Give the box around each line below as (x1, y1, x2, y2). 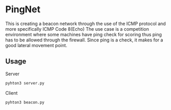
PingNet (5, 4, 41, 15)
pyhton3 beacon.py (5, 100, 45, 105)
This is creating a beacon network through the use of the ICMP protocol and (5, 20, 166, 27)
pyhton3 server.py (5, 80, 45, 85)
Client (5, 90, 18, 96)
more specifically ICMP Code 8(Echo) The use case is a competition (5, 26, 149, 32)
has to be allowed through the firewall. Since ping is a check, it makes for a (5, 37, 163, 43)
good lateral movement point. (5, 42, 68, 48)
